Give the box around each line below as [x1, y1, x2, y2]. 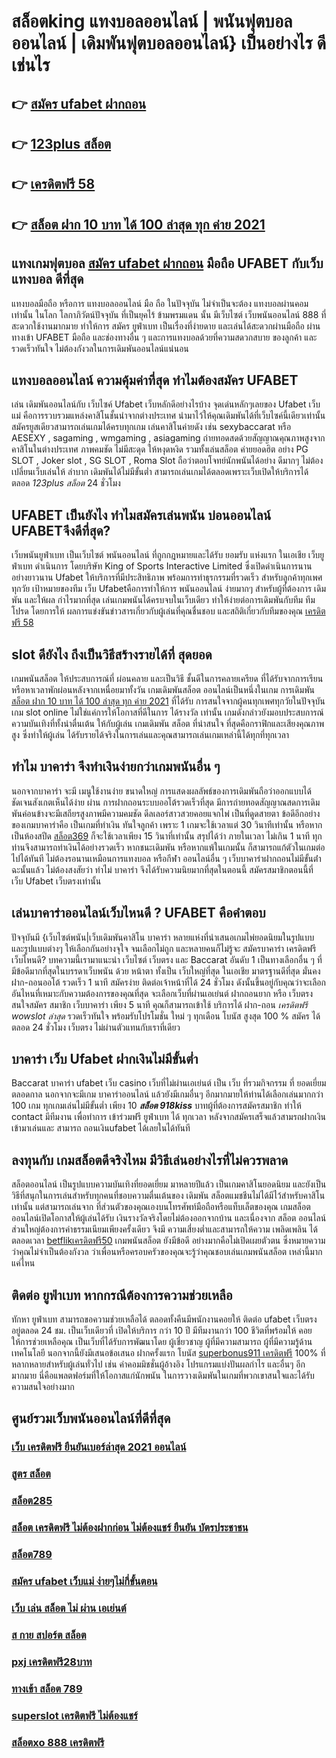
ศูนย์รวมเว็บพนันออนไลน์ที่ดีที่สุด [11, 1410, 171, 1427]
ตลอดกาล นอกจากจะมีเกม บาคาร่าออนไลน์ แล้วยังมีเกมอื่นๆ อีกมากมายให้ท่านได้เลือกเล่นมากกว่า [11, 1088, 324, 1100]
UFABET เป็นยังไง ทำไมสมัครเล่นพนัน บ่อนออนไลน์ [11, 506, 272, 524]
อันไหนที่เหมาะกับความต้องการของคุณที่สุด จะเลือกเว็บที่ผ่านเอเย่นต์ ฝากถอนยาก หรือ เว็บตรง [11, 987, 314, 999]
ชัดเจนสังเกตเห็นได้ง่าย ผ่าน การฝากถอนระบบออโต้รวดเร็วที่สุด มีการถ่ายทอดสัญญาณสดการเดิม [11, 796, 321, 808]
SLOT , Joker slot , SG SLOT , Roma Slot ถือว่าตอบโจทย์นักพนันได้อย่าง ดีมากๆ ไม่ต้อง [11, 455, 324, 467]
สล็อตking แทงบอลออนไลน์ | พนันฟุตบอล [11, 10, 293, 33]
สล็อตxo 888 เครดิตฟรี [11, 1735, 105, 1749]
